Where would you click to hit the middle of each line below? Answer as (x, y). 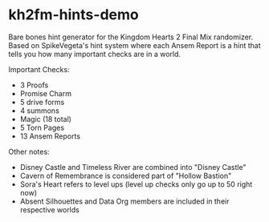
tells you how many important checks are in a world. (95, 54)
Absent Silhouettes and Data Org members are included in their (124, 201)
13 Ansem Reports (50, 136)
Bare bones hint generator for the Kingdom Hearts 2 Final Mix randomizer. (131, 37)
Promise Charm (46, 93)
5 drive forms (42, 102)
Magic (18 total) (46, 119)
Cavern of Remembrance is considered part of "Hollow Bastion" (126, 176)
